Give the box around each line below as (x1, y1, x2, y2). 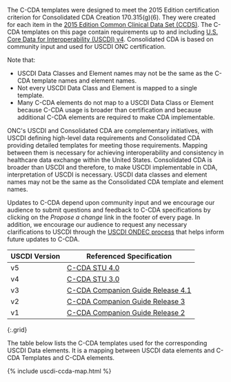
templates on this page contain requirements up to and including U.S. (21, 28, 219, 36)
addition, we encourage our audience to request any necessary (7, 221, 188, 228)
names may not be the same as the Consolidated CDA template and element (7, 178, 224, 185)
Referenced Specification (86, 252, 172, 261)
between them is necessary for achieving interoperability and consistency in (7, 148, 224, 157)
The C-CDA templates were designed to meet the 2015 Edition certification (7, 6, 219, 14)
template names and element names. (32, 77, 137, 85)
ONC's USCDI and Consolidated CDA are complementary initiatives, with (7, 127, 214, 134)
